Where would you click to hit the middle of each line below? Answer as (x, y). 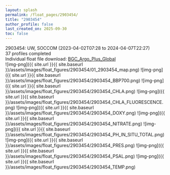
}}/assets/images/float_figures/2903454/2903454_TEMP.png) (71, 167)
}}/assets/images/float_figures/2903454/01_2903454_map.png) (72, 70)
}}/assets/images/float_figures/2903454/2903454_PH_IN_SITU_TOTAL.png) (85, 135)
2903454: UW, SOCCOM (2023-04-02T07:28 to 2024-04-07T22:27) (78, 48)
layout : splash (21, 10)
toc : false (17, 34)
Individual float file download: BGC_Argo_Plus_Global (60, 59)
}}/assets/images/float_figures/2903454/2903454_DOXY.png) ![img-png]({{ (85, 113)
